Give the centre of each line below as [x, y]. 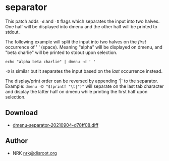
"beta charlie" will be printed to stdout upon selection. [61, 52]
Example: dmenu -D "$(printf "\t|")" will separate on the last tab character [84, 86]
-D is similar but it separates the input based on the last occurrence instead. [84, 71]
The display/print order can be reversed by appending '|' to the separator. [82, 81]
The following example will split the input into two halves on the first [76, 41]
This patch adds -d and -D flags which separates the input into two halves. [82, 21]
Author [16, 141]
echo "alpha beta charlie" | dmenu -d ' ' [50, 62]
